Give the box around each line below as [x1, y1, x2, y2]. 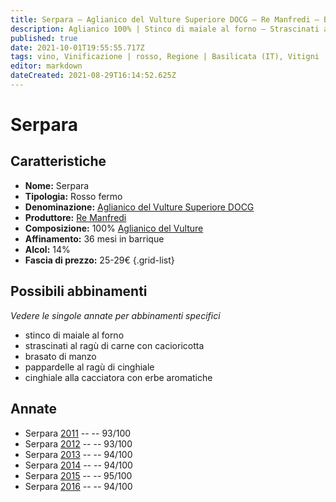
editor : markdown [10, 61, 83, 71]
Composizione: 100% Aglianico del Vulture [24, 222, 204, 234]
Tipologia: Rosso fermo [24, 190, 123, 202]
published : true [10, 33, 78, 43]
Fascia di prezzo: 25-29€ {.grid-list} [24, 254, 175, 266]
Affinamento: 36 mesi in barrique [24, 232, 165, 245]
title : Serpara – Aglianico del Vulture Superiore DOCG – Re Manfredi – [10, 14, 320, 25]
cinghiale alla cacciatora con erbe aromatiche [24, 371, 213, 383]
